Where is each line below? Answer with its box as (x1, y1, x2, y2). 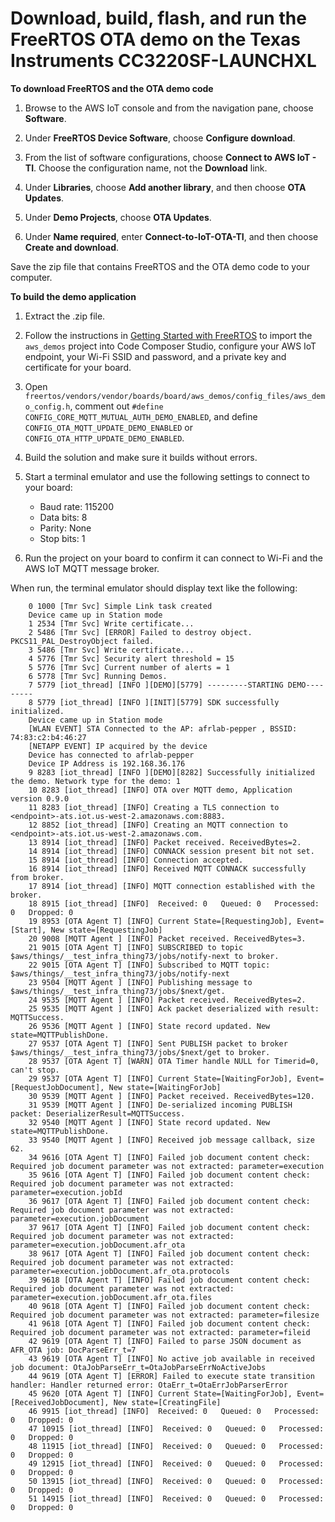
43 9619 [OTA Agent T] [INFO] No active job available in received (28, 1353, 315, 1364)
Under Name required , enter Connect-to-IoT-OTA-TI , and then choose (24, 230, 319, 242)
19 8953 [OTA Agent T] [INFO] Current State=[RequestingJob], (28, 916, 293, 926)
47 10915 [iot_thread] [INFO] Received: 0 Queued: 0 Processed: (28, 1423, 325, 1434)
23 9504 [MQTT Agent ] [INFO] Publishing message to (28, 977, 253, 987)
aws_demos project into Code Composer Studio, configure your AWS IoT (24, 340, 317, 352)
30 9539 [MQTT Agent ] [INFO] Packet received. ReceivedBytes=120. (28, 1091, 315, 1101)
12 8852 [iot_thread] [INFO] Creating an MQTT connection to (28, 820, 288, 830)
